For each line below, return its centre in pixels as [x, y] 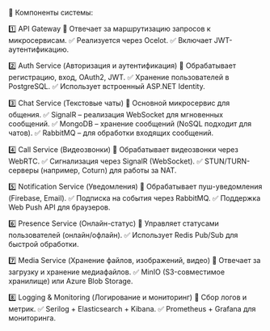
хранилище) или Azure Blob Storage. [71, 281]
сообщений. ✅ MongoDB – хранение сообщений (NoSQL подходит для [130, 124]
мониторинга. [32, 318]
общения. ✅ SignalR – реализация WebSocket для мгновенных [116, 115]
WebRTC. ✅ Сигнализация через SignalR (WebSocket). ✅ [106, 161]
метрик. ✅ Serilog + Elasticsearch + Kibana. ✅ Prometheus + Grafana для [132, 309]
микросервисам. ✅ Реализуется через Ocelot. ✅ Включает [110, 40]
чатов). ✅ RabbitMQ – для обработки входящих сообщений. [111, 133]
